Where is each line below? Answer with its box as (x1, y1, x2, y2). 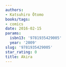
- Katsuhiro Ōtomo (5, 12, 44, 17)
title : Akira (5, 54, 33, 59)
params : (5, 31, 22, 36)
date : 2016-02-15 (5, 26, 42, 31)
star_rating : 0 (5, 49, 37, 54)
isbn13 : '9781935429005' (10, 36, 62, 41)
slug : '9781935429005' (5, 45, 53, 50)
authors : (5, 7, 24, 13)
